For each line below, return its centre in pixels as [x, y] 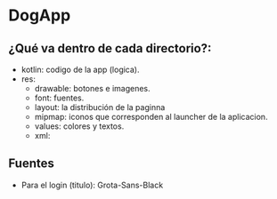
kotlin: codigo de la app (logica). [80, 69]
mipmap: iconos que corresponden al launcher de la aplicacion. [151, 117]
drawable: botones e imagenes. [92, 88]
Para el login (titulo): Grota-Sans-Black [92, 185]
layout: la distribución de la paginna [100, 107]
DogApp [40, 16]
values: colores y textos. [79, 126]
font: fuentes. [59, 98]
